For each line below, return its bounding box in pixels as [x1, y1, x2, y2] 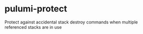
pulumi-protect [4, 3, 68, 14]
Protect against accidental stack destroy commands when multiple [4, 19, 138, 25]
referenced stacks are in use [4, 24, 62, 30]
